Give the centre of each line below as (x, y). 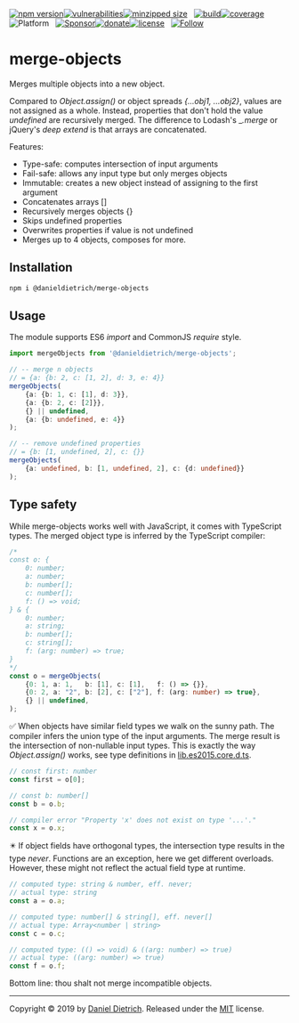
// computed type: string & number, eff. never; (101, 885)
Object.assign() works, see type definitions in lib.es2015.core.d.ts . (130, 755)
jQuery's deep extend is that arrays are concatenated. (108, 129)
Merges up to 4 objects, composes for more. (104, 240)
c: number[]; (49, 593)
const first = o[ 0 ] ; (48, 779)
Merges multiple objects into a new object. (87, 84)
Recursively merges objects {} (77, 211)
